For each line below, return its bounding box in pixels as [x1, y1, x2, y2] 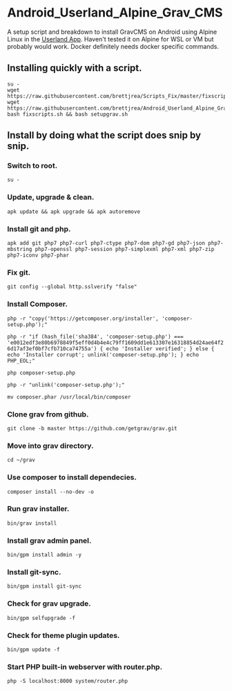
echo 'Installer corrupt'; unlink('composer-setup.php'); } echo [7, 351, 199, 358]
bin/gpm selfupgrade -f [7, 614, 76, 621]
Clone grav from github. [7, 409, 89, 419]
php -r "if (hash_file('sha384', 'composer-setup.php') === [7, 333, 184, 340]
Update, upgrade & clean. [7, 192, 95, 202]
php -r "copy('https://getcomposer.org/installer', [7, 315, 159, 322]
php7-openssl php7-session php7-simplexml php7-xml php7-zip [35, 246, 215, 253]
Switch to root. [7, 161, 58, 170]
